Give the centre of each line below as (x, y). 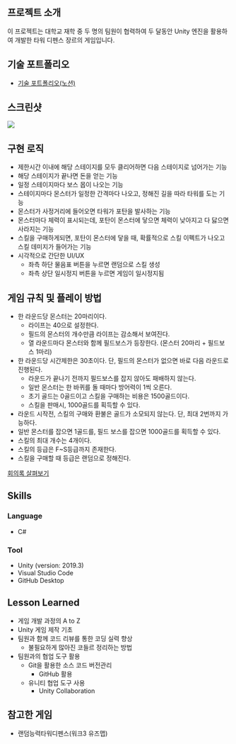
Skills (19, 496)
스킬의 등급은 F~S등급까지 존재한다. (67, 450)
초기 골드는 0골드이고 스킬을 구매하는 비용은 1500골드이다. (108, 396)
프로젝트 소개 (34, 13)
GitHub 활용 (55, 674)
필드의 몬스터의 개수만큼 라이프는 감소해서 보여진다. (99, 334)
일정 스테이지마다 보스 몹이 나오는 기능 (70, 185)
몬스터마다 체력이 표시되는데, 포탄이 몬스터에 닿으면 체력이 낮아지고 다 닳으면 (123, 220)
